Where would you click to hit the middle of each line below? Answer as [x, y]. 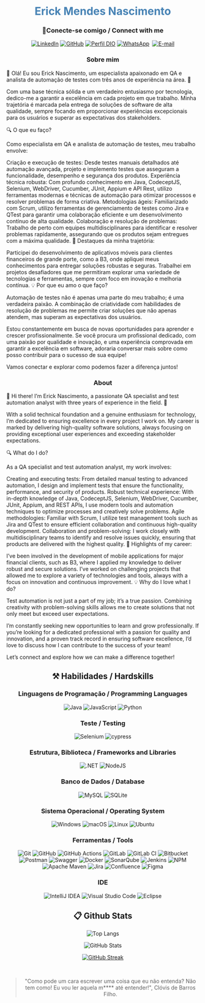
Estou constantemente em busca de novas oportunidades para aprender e [100, 329]
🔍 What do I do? [27, 453]
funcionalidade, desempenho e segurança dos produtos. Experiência [93, 175]
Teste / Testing [103, 723]
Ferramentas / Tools [103, 840]
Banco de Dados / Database [103, 782]
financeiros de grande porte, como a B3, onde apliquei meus [83, 259]
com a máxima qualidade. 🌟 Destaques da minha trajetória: [80, 240]
